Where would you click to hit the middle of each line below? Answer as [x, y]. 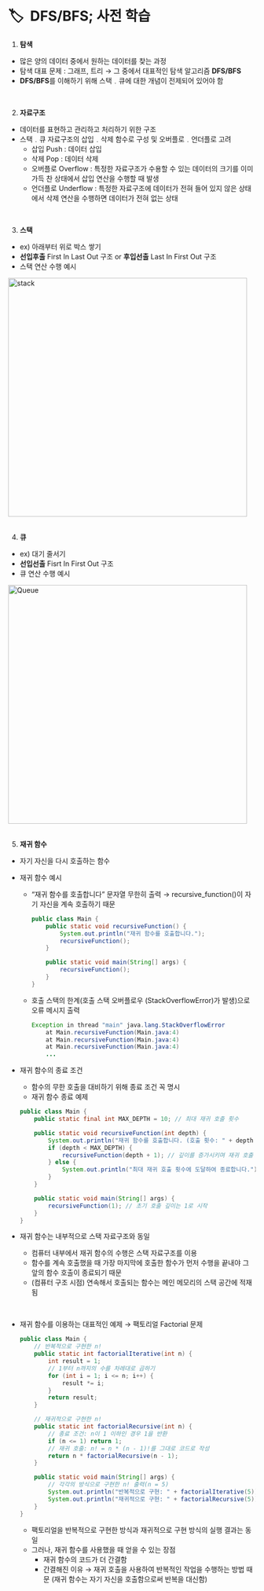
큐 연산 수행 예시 [45, 573]
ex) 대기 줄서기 [42, 553]
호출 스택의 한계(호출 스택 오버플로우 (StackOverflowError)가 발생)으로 [141, 1000]
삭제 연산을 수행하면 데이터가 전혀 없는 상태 [112, 198]
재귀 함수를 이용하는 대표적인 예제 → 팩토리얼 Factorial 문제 [111, 1325]
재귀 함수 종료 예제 [60, 1097]
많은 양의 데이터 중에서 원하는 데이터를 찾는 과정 [93, 61]
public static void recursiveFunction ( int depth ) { [120, 1133]
